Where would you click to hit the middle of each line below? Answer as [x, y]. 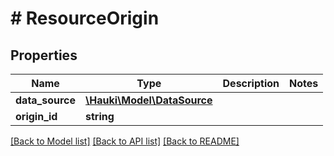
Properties [44, 55]
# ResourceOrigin [85, 18]
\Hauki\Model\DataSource [149, 100]
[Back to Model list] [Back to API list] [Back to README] [125, 141]
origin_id [36, 116]
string [100, 116]
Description [251, 83]
